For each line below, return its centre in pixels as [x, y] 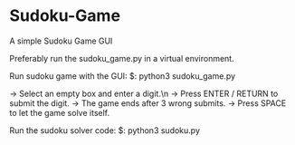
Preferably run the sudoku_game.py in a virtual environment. [122, 58]
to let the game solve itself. [60, 112]
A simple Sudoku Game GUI [61, 41]
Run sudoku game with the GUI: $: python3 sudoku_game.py [123, 76]
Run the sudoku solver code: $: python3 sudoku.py [105, 130]
